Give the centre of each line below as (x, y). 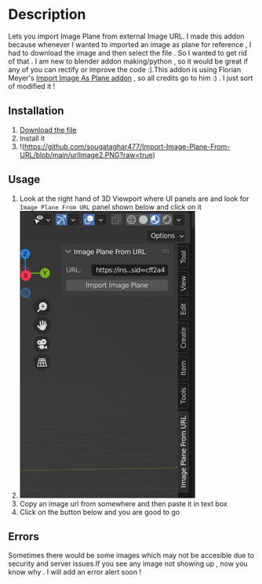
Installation (36, 111)
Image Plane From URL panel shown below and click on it (111, 206)
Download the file (48, 130)
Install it (32, 138)
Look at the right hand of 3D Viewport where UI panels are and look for (134, 199)
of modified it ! (32, 86)
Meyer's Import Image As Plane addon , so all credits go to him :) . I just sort (131, 78)
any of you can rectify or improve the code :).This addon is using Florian (125, 69)
